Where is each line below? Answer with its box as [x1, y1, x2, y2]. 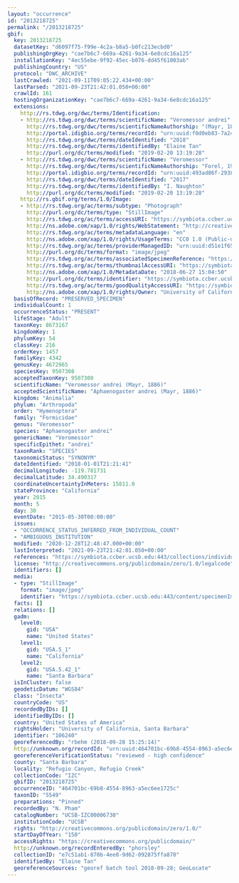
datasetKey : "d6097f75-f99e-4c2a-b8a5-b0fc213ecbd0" [14, 43, 174, 51]
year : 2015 [14, 493, 46, 501]
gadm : [14, 613, 31, 620]
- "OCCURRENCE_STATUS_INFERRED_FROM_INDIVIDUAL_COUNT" [14, 527, 180, 534]
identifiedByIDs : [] [14, 712, 75, 719]
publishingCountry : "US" [14, 63, 87, 70]
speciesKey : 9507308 [14, 368, 75, 375]
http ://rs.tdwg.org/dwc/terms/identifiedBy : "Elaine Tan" [26, 143, 202, 150]
